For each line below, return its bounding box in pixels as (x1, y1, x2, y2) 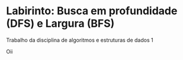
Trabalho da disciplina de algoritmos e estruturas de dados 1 (6, 36, 153, 43)
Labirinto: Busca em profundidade (6, 4, 178, 18)
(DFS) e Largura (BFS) (6, 17, 115, 30)
